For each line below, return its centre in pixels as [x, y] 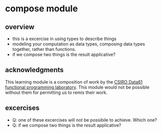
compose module [41, 9]
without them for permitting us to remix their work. [56, 92]
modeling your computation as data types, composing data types [79, 44]
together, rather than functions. [44, 49]
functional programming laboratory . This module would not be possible [77, 87]
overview [20, 27]
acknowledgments [34, 70]
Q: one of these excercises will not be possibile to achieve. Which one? [84, 120]
